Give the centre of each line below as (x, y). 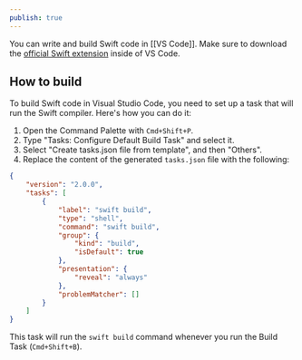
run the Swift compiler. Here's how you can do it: (101, 113)
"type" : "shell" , (91, 219)
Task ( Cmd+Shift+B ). (46, 346)
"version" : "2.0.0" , (64, 185)
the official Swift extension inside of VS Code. (95, 53)
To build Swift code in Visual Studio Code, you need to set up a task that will (151, 103)
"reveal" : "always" (111, 277)
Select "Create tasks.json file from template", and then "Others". (142, 150)
